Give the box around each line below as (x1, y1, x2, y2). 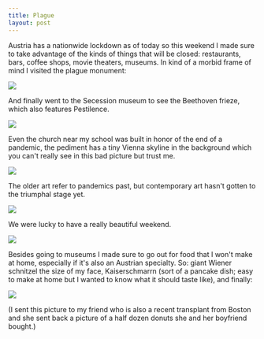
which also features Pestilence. (8, 104, 110, 114)
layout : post (8, 19, 51, 27)
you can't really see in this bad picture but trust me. (8, 151, 176, 160)
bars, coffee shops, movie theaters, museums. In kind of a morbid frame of (8, 57, 252, 67)
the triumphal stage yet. (8, 189, 85, 199)
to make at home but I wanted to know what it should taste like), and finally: (8, 274, 253, 284)
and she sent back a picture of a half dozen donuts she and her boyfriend (8, 313, 247, 322)
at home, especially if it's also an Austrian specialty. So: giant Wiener (8, 258, 232, 267)
